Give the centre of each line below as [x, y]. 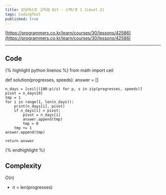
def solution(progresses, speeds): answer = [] [52, 80]
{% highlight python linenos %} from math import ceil [59, 70]
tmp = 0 [31, 124]
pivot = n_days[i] [42, 115]
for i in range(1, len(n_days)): [40, 102]
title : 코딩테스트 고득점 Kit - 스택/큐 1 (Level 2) [55, 10]
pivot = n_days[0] [24, 94]
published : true [22, 19]
